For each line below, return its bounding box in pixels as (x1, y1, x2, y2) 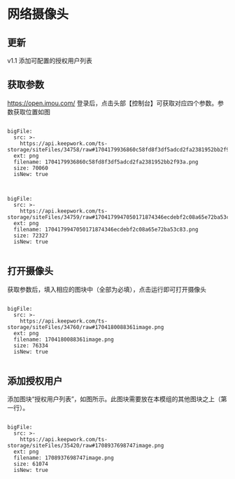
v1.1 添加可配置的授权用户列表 (7, 57, 93, 65)
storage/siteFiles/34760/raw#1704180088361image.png (7, 323, 164, 330)
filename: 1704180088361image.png (13, 336, 114, 343)
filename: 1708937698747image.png (13, 454, 114, 461)
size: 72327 (13, 232, 49, 239)
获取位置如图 (13, 107, 50, 116)
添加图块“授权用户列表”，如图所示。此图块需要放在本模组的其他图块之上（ (7, 395, 222, 403)
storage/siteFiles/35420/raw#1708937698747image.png (7, 443, 164, 450)
